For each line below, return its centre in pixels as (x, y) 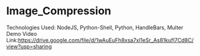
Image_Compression (59, 11)
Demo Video (22, 33)
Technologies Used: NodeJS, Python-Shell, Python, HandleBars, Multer (95, 27)
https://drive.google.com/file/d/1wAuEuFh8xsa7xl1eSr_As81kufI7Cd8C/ (106, 40)
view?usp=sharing (29, 46)
